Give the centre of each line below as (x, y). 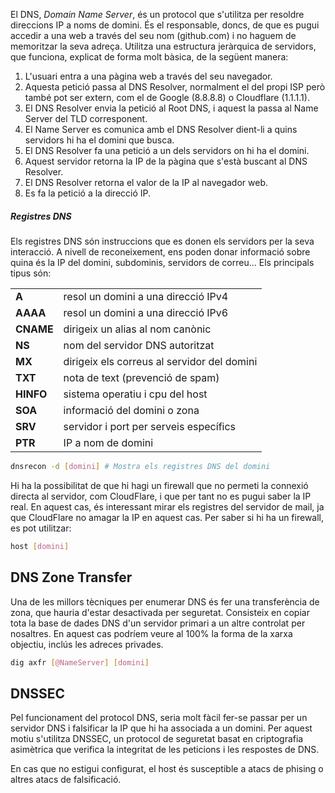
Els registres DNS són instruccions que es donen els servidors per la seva (162, 241)
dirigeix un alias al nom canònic (137, 329)
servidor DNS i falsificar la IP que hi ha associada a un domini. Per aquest (161, 728)
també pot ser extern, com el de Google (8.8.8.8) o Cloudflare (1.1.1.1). (167, 97)
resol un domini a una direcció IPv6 (146, 312)
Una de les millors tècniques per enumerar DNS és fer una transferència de (165, 601)
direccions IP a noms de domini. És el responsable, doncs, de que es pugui (165, 25)
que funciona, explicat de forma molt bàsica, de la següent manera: (149, 57)
